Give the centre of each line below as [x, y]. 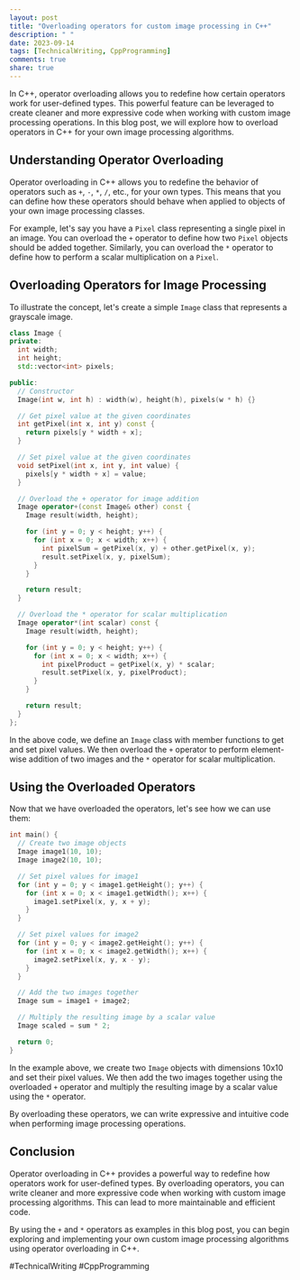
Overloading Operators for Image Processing [138, 285]
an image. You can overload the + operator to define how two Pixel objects [149, 238]
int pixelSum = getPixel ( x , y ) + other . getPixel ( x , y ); [149, 548]
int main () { [34, 835]
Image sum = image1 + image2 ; [74, 1001]
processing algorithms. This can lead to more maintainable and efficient [142, 1202]
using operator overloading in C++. [74, 1248]
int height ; [40, 358]
